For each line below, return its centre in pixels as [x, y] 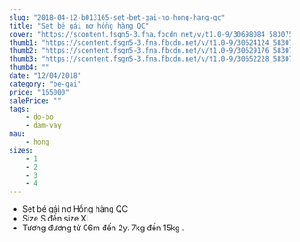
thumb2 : [24, 51]
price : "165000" [39, 92]
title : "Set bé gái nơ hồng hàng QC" [79, 26]
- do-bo [39, 117]
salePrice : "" [36, 100]
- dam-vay [44, 126]
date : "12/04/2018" [46, 76]
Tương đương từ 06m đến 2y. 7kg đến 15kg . [103, 228]
